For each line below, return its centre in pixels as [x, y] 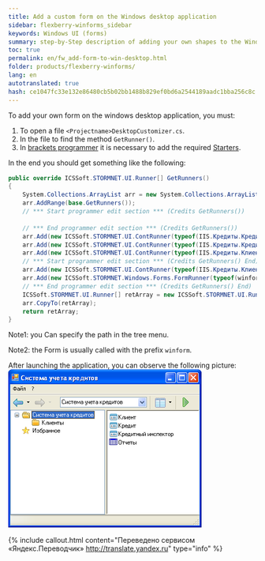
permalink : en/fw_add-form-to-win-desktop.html [88, 58]
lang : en [22, 75]
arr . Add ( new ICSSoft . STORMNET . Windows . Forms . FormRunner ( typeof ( [130, 278]
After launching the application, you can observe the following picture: [122, 365]
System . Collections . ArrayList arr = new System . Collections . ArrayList [141, 195]
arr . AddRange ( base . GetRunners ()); [79, 203]
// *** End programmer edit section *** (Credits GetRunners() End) [137, 286]
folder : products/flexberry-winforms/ [72, 67]
